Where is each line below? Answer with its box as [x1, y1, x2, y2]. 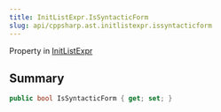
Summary [9, 71, 65, 86]
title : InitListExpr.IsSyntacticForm [9, 12, 149, 22]
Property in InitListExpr [9, 45, 93, 56]
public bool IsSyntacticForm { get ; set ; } [9, 94, 173, 103]
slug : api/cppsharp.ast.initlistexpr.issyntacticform [9, 21, 213, 30]
